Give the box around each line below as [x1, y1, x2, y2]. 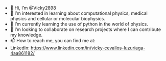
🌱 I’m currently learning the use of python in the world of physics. [10, 21, 148, 27]
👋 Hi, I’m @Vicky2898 [10, 5, 56, 11]
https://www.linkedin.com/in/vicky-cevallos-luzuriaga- [30, 45, 146, 51]
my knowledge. [10, 32, 43, 38]
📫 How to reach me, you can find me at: [10, 38, 96, 43]
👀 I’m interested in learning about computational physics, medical [10, 10, 148, 16]
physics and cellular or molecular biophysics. [10, 16, 106, 21]
